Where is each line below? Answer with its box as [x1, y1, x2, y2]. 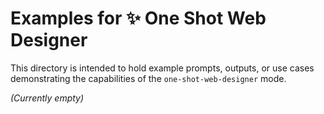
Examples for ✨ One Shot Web [10, 7, 267, 30]
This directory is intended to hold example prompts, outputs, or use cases [10, 62, 315, 74]
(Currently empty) [10, 92, 85, 104]
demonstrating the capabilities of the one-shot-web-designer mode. [10, 72, 287, 84]
